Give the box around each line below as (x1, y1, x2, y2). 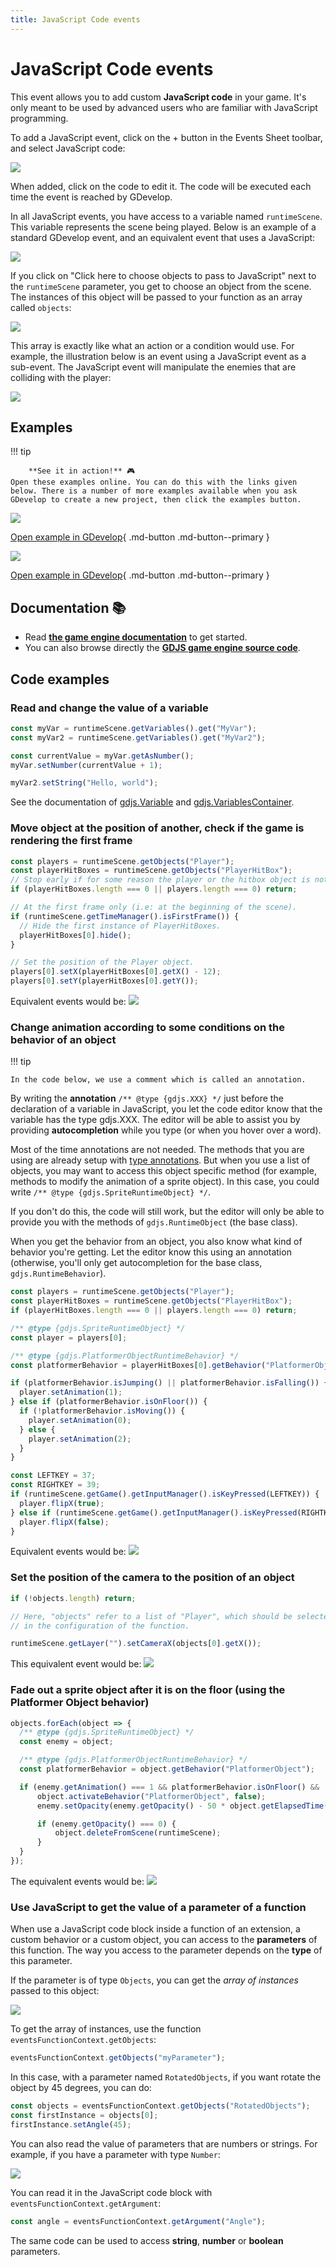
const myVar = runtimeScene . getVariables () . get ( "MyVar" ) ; (10, 723, 257, 733)
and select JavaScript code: (10, 142, 126, 154)
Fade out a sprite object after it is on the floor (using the (10, 1683, 286, 1697)
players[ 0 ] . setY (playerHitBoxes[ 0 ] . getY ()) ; (10, 976, 199, 986)
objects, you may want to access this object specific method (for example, (10, 1165, 317, 1177)
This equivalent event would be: (10, 1658, 142, 1670)
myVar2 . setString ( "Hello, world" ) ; (10, 778, 159, 788)
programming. (10, 112, 69, 124)
